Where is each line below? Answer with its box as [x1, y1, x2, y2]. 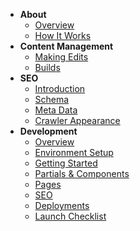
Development [19, 125, 78, 137]
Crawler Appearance [34, 115, 121, 126]
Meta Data [34, 104, 78, 116]
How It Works [34, 30, 92, 41]
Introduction [34, 83, 86, 94]
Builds [34, 62, 61, 73]
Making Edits [34, 51, 89, 63]
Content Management [19, 40, 114, 52]
